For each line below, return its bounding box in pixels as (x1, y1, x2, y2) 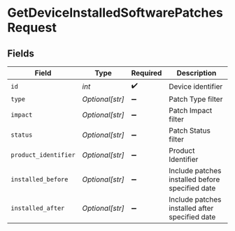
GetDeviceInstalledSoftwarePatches (7, 5, 224, 21)
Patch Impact (169, 106, 213, 115)
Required (131, 68, 162, 77)
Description (176, 68, 217, 77)
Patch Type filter (169, 94, 223, 104)
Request (7, 20, 57, 36)
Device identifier (169, 82, 223, 91)
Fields (7, 47, 35, 59)
